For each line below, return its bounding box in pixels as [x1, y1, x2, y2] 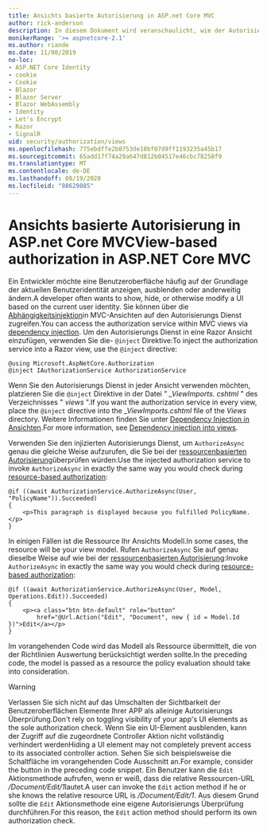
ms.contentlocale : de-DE [8, 167, 91, 175]
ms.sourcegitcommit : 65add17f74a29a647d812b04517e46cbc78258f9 [8, 152, 222, 160]
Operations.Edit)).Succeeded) [8, 592, 109, 600]
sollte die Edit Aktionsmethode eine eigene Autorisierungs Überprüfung [8, 799, 244, 808]
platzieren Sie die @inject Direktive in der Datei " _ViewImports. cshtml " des [8, 389, 258, 398]
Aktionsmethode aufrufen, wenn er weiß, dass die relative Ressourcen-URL [8, 773, 255, 783]
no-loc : [8, 57, 34, 64]
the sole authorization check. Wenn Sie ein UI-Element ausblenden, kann [8, 722, 247, 732]
